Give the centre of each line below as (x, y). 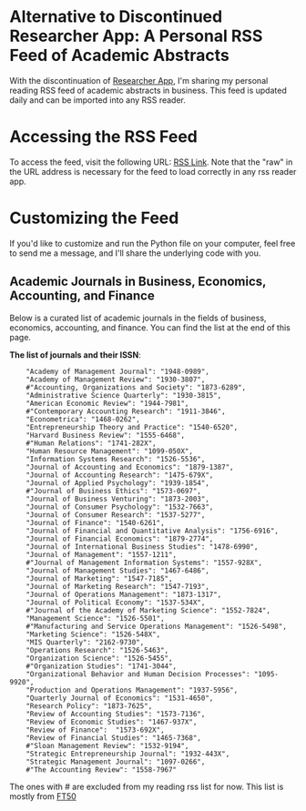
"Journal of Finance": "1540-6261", (96, 522)
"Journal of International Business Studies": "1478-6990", (142, 547)
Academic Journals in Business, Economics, (138, 282)
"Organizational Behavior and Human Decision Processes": (138, 674)
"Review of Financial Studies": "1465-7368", (114, 738)
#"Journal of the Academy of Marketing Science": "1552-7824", (148, 610)
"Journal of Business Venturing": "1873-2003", (117, 499)
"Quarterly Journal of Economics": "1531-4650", (120, 698)
